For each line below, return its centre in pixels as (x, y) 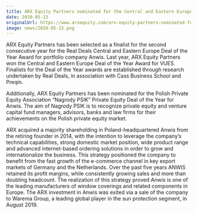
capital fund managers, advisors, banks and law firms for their (81, 112)
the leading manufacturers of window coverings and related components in (97, 186)
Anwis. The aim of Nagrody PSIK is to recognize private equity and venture (96, 106)
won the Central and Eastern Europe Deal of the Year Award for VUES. (91, 63)
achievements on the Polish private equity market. (67, 119)
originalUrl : (22, 22)
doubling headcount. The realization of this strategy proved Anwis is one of (97, 180)
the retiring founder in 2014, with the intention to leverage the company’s (94, 136)
